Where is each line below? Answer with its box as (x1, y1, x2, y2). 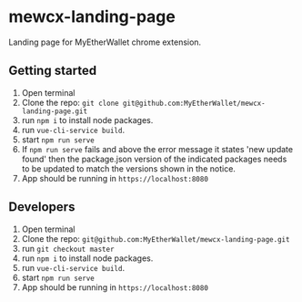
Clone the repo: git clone (21, 97, 119, 108)
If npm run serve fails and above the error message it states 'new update (21, 143, 293, 154)
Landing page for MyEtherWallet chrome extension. (8, 36, 202, 47)
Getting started (8, 63, 97, 78)
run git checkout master (21, 243, 115, 254)
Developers (8, 199, 75, 215)
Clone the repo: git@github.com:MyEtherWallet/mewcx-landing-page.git (21, 233, 290, 244)
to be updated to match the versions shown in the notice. (21, 162, 236, 174)
